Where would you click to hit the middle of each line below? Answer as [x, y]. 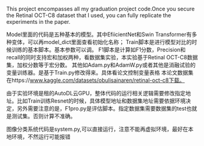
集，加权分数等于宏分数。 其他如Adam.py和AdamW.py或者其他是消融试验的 [101, 65]
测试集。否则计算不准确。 [44, 116]
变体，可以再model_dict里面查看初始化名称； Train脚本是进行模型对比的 [101, 42]
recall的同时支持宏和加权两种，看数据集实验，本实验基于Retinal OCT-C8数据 [102, 57]
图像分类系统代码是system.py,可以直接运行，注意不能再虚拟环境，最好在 [97, 129]
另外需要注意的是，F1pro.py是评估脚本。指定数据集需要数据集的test [102, 108]
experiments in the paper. [38, 22]
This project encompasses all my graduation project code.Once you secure [100, 9]
